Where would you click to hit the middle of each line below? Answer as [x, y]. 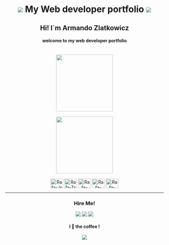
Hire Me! [84, 203]
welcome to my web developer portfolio [84, 41]
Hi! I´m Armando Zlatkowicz [84, 28]
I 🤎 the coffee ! [84, 226]
